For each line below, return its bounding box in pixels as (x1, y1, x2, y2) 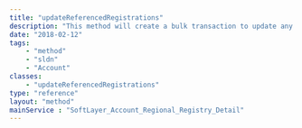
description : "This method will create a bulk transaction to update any (9, 22, 294, 31)
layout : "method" (9, 96, 75, 106)
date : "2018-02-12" (9, 30, 83, 39)
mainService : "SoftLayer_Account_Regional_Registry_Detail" (9, 105, 245, 114)
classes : (9, 72, 42, 81)
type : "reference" (9, 88, 79, 97)
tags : (9, 38, 30, 48)
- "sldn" (25, 55, 59, 64)
